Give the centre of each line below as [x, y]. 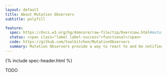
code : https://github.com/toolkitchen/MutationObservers [70, 42]
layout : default [22, 10]
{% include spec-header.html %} [39, 61]
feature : [14, 28]
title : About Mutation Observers [40, 14]
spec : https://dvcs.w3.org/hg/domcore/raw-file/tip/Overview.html [80, 33]
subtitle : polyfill [25, 19]
